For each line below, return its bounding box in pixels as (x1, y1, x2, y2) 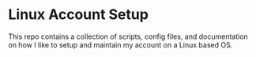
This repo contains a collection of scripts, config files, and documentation (8, 32, 249, 41)
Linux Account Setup (8, 6, 149, 24)
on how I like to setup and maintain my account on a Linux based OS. (8, 40, 233, 49)
